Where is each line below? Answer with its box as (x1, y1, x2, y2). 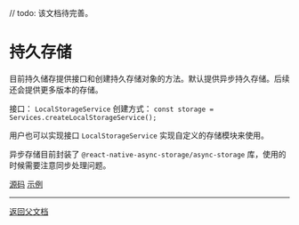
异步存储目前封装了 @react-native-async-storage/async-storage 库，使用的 (9, 149, 287, 159)
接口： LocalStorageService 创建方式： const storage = (9, 103, 214, 114)
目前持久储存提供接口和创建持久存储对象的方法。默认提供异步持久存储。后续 (9, 73, 290, 84)
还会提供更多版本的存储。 (9, 84, 103, 95)
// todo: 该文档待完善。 (9, 8, 93, 18)
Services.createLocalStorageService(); (9, 113, 158, 122)
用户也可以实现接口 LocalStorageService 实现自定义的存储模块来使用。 (9, 130, 269, 141)
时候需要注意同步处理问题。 (9, 159, 111, 171)
